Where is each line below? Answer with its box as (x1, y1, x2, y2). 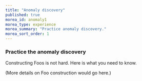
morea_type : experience (5, 22, 56, 27)
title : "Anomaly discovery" (5, 7, 66, 13)
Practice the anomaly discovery (5, 48, 86, 55)
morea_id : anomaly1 (5, 17, 47, 22)
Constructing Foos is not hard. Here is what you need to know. (5, 60, 137, 66)
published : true (5, 12, 40, 17)
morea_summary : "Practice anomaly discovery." (5, 27, 107, 32)
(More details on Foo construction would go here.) (5, 70, 111, 76)
